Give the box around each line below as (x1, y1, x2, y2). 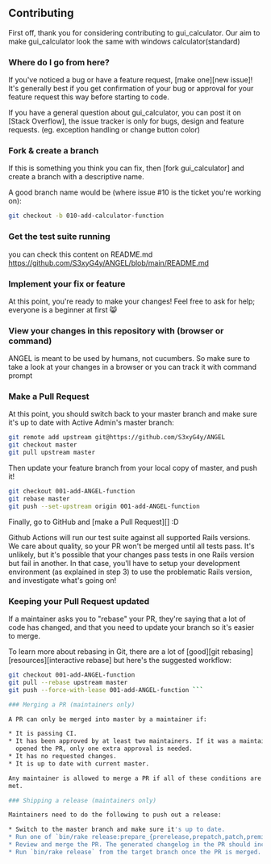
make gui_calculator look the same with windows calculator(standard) (8, 36, 240, 46)
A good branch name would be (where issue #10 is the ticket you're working (8, 187, 261, 197)
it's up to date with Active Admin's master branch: (8, 417, 175, 427)
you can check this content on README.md (8, 250, 153, 259)
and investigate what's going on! (8, 575, 117, 585)
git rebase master (8, 494, 70, 503)
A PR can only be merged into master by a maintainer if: (8, 715, 207, 723)
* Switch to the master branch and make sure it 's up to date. (8, 825, 226, 834)
